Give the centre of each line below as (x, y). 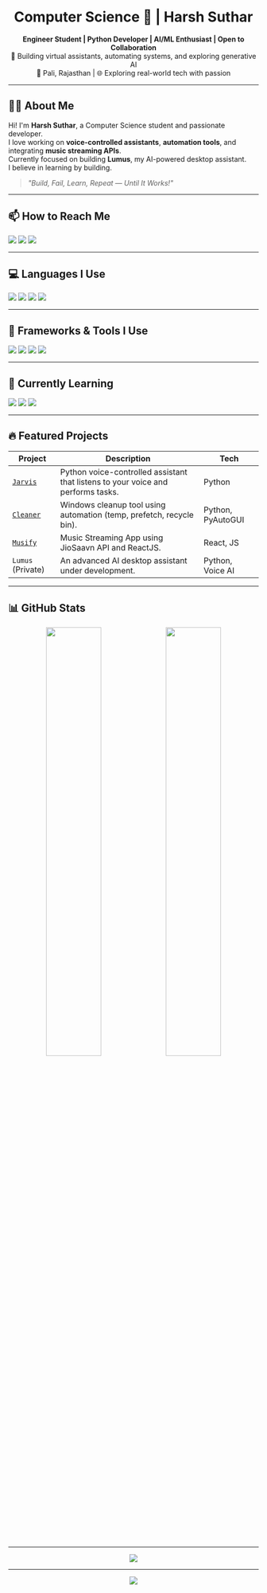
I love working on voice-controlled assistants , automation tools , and (122, 142)
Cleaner (27, 515)
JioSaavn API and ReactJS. (110, 547)
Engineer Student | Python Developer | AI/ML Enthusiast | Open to (133, 39)
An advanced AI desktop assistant (124, 560)
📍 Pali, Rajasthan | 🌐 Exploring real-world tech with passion (133, 72)
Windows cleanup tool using (113, 504)
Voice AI (219, 570)
